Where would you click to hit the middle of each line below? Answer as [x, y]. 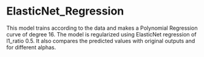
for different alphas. [31, 47]
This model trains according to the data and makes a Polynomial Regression [102, 28]
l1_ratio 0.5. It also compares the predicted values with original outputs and [101, 41]
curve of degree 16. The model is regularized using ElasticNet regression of [102, 34]
